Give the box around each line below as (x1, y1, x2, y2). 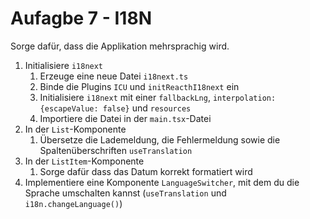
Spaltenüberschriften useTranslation (39, 144, 193, 156)
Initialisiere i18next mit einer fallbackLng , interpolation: (39, 91, 277, 103)
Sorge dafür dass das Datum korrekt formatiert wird (39, 165, 253, 177)
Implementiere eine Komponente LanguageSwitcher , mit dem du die (24, 176, 300, 188)
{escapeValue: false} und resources (39, 102, 192, 114)
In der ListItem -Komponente (24, 155, 145, 167)
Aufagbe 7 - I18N (10, 7, 152, 30)
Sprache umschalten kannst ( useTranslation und (24, 187, 227, 199)
